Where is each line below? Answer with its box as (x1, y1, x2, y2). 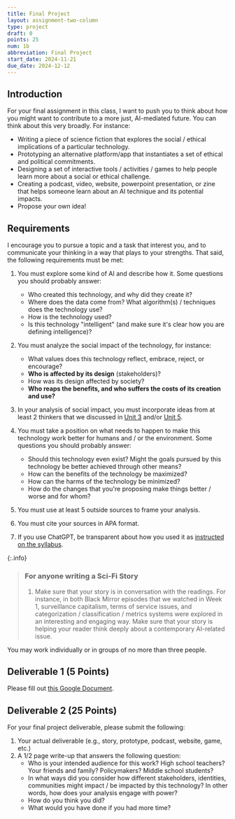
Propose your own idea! (17, 202, 87, 211)
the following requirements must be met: (7, 256, 124, 265)
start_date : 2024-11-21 (7, 56, 77, 63)
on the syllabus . (17, 540, 64, 549)
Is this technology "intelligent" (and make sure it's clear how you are (27, 320, 225, 329)
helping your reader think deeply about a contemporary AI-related (34, 624, 225, 633)
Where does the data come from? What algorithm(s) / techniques (27, 298, 216, 307)
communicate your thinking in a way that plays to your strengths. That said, (7, 248, 225, 257)
